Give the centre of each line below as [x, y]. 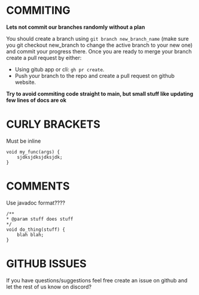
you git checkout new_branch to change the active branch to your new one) [99, 45]
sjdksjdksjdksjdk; [40, 157]
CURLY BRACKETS [53, 124]
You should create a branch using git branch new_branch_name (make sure [98, 38]
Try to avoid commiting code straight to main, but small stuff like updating [100, 94]
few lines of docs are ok [36, 100]
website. [25, 82]
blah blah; [30, 234]
